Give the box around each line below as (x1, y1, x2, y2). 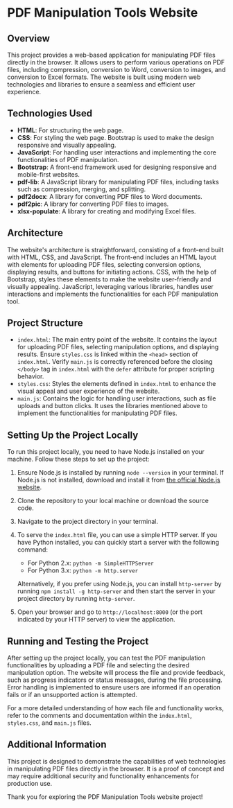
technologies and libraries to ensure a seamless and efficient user (7, 80, 196, 88)
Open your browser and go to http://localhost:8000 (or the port (17, 608, 203, 616)
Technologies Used (7, 107, 92, 119)
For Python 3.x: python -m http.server (27, 566, 139, 574)
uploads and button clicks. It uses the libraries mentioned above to (17, 402, 208, 410)
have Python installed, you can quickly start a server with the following (17, 538, 220, 547)
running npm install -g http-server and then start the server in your (17, 587, 216, 595)
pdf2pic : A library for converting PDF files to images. (17, 200, 169, 208)
